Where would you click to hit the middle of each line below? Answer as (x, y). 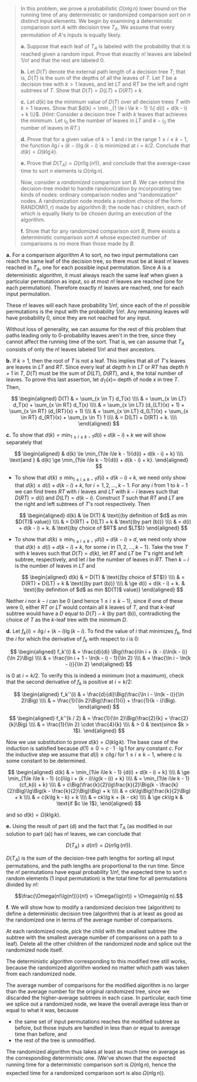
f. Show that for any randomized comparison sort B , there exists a (100, 231)
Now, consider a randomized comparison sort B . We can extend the (103, 182)
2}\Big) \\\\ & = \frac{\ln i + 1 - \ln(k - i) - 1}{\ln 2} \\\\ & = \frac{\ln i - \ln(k (104, 658)
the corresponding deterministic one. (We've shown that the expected (91, 1058)
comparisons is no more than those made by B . (78, 244)
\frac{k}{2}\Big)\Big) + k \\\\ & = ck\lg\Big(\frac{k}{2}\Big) (121, 791)
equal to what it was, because (42, 1010)
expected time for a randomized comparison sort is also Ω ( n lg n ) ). (86, 1073)
